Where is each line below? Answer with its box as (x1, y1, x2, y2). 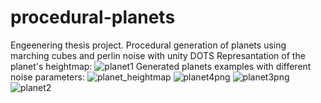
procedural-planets (10, 6, 176, 29)
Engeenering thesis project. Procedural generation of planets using (10, 39, 287, 51)
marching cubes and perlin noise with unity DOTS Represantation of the (10, 49, 306, 61)
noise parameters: (10, 71, 85, 83)
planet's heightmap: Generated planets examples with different (10, 60, 312, 72)
